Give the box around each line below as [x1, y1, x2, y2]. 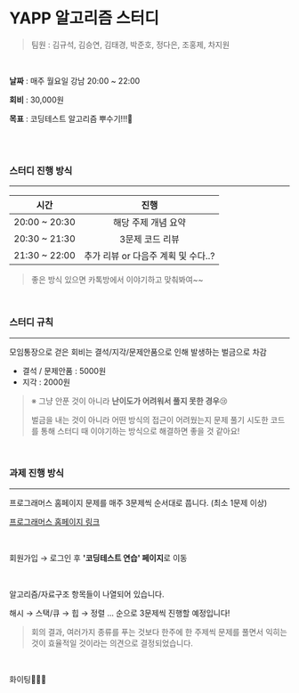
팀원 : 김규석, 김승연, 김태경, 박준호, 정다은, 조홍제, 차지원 [30, 39, 230, 50]
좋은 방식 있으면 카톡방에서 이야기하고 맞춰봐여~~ [30, 274, 204, 285]
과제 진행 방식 [9, 467, 65, 479]
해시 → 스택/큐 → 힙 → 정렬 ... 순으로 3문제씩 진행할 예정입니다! [9, 607, 230, 618]
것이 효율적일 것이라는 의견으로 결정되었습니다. [30, 638, 194, 648]
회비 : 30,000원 [9, 94, 64, 105]
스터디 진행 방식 [9, 164, 73, 176]
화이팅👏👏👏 [9, 673, 47, 684]
